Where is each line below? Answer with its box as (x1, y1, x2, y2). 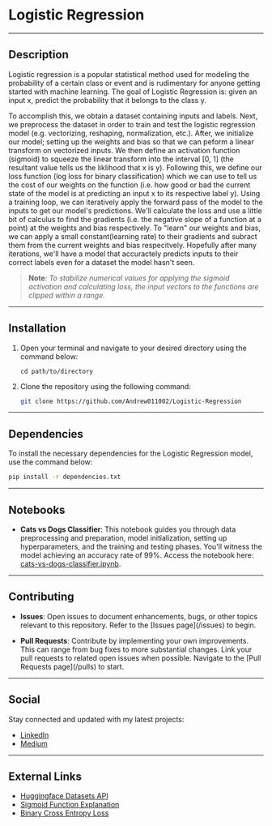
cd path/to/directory (19, 367, 93, 375)
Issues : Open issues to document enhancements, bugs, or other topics (19, 611, 257, 621)
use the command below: (8, 457, 93, 467)
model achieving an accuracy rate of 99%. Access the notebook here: (19, 550, 254, 560)
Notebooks (8, 503, 66, 516)
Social (8, 693, 40, 707)
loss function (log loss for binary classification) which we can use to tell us (8, 171, 257, 181)
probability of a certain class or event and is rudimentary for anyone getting (8, 78, 261, 88)
